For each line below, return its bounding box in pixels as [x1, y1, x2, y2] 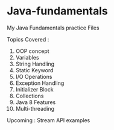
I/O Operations [15, 73, 52, 80]
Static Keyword [15, 66, 54, 73]
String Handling [15, 60, 55, 67]
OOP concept [15, 47, 50, 55]
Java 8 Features [15, 98, 56, 106]
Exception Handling [15, 79, 65, 87]
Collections [15, 92, 44, 99]
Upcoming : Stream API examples [7, 116, 90, 124]
